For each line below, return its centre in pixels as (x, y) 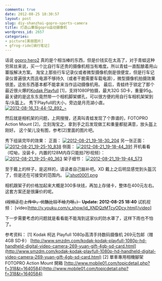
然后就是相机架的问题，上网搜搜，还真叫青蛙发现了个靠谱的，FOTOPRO (77, 118)
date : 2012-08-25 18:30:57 (32, 14)
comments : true (20, 9)
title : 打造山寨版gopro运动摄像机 (36, 28)
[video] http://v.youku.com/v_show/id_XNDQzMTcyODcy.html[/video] (83, 208)
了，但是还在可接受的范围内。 (35, 175)
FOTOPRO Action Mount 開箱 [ (35, 263)
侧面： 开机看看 (106, 147)
